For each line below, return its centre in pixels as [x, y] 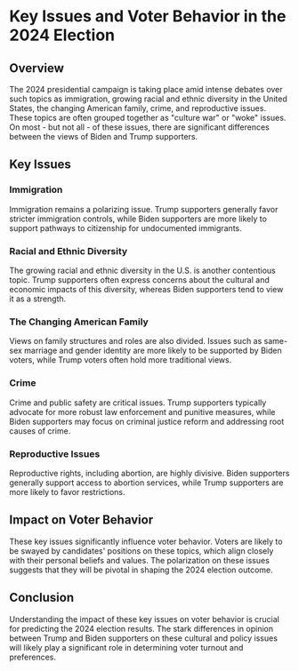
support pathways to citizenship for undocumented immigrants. [125, 228]
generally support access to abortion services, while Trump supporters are [146, 483]
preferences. [32, 657]
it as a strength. [38, 299]
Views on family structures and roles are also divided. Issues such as [136, 341]
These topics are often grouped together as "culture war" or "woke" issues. [148, 118]
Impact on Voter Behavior [81, 520]
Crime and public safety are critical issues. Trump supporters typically [138, 403]
